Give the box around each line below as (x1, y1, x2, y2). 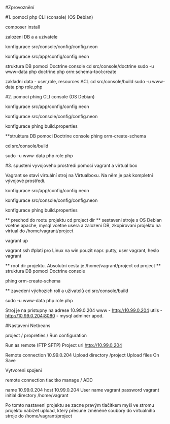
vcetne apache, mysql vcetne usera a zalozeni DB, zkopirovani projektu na (5, 223, 161, 228)
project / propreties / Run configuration (5, 332, 87, 338)
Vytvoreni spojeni (5, 367, 42, 373)
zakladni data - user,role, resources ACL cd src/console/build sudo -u (5, 79, 151, 84)
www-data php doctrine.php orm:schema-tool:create (5, 68, 117, 75)
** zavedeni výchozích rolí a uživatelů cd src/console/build (5, 288, 128, 294)
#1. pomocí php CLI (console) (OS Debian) (5, 14, 93, 20)
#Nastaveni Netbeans (5, 323, 51, 329)
